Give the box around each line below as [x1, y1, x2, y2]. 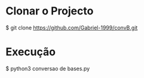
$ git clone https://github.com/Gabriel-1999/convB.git [5, 24, 138, 31]
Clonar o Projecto [5, 4, 94, 18]
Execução [5, 45, 56, 59]
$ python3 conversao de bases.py [5, 65, 90, 72]
